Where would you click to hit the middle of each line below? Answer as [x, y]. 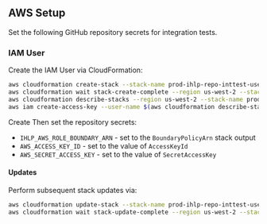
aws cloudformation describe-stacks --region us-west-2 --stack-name [126, 99]
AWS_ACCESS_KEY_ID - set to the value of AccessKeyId [104, 145]
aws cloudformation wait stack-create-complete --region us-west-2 [122, 92]
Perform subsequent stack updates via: [73, 190]
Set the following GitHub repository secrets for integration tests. [113, 32]
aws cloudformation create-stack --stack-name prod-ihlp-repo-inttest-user [136, 85]
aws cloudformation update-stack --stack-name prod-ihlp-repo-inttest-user [136, 205]
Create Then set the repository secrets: [73, 122]
